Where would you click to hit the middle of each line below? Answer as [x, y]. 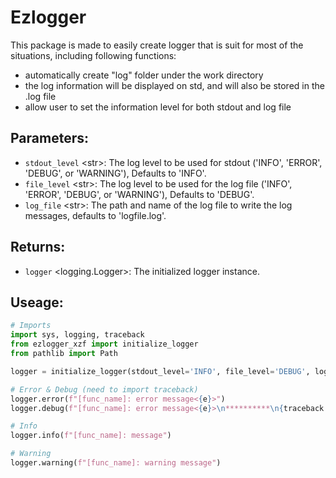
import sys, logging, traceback [77, 335]
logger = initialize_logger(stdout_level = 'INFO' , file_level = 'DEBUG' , [160, 371]
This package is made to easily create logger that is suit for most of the [157, 45]
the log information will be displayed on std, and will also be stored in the [174, 85]
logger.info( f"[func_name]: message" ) [91, 436]
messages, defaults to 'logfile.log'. [95, 215]
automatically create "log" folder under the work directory [144, 75]
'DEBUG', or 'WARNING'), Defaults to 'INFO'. [115, 173]
